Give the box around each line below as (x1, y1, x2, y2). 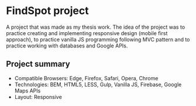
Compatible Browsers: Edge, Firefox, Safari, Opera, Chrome (14, 74, 159, 81)
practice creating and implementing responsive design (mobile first (6, 29, 168, 36)
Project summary (6, 59, 70, 69)
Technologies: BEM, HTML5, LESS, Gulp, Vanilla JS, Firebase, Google (14, 81, 182, 88)
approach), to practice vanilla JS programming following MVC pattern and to (6, 36, 190, 43)
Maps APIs (14, 87, 41, 94)
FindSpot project (6, 4, 89, 18)
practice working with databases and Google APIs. (6, 42, 128, 49)
